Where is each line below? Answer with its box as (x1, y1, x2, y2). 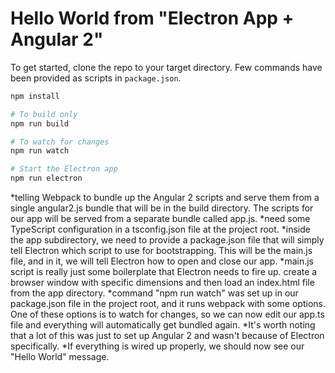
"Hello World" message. (10, 351, 110, 363)
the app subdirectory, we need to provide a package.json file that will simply (10, 234, 325, 246)
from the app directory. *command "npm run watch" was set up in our (10, 287, 299, 299)
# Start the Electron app (10, 164, 118, 174)
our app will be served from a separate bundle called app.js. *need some (10, 213, 311, 225)
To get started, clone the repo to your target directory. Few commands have (10, 61, 323, 73)
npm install (10, 91, 60, 101)
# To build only (10, 109, 78, 119)
